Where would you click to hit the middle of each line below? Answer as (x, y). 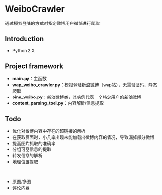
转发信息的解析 (27, 156)
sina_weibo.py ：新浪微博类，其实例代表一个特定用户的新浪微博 (77, 97)
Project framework (34, 66)
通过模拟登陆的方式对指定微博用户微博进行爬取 (52, 23)
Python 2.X (24, 50)
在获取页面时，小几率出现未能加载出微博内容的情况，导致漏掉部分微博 (83, 137)
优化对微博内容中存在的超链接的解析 (49, 131)
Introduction (25, 39)
